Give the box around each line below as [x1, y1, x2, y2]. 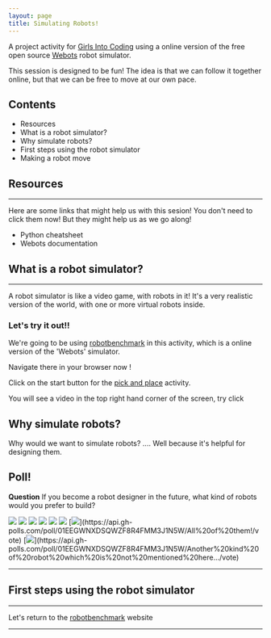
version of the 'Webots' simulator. [8, 346, 121, 356]
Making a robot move [19, 153, 91, 163]
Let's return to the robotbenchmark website [8, 612, 153, 622]
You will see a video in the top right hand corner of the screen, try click [8, 393, 244, 404]
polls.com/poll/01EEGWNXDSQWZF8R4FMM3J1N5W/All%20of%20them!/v [8, 526, 260, 535]
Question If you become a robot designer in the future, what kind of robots [8, 492, 257, 502]
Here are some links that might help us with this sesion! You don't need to [8, 206, 253, 216]
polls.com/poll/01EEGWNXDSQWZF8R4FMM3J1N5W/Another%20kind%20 [8, 544, 260, 553]
